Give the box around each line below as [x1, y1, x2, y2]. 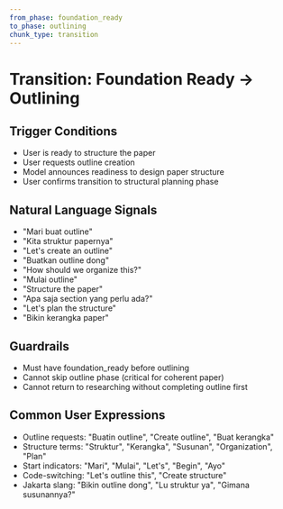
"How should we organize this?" [22, 265, 142, 276]
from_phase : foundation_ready [9, 13, 123, 23]
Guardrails [9, 339, 69, 354]
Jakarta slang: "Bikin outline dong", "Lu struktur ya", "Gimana [22, 479, 251, 490]
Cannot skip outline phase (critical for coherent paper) [22, 372, 224, 383]
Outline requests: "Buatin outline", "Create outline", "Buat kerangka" [22, 432, 275, 442]
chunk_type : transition [9, 30, 99, 39]
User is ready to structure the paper [22, 148, 156, 159]
